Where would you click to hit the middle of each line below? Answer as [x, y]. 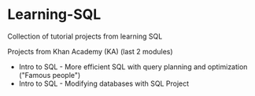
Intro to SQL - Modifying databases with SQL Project [104, 83]
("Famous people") [50, 75]
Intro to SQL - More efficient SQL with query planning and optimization [133, 66]
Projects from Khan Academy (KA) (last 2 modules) [91, 51]
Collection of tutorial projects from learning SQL [85, 36]
